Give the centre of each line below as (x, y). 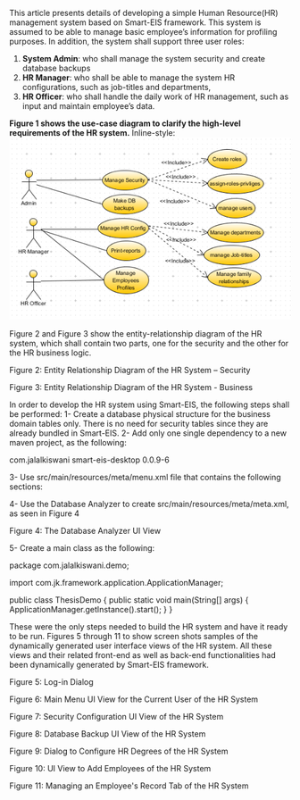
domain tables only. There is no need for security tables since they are (139, 423)
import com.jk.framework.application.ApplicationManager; (117, 582)
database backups (56, 68)
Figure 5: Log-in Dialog (51, 681)
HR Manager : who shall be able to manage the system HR (129, 78)
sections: (26, 487)
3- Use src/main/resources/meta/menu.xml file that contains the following (145, 477)
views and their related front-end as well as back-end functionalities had (142, 654)
